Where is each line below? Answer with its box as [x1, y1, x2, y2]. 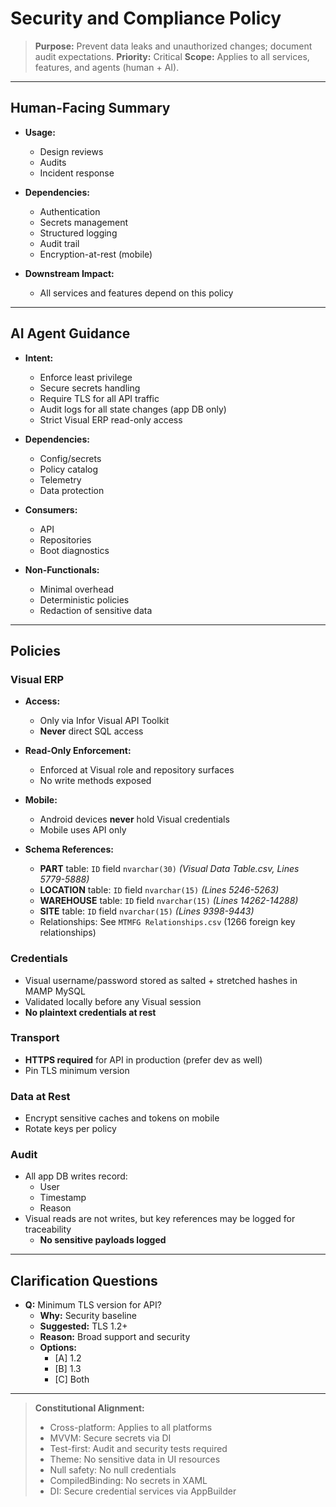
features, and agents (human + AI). [34, 61, 180, 73]
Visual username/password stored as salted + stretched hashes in [24, 974, 298, 986]
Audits [39, 156, 67, 168]
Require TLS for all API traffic [39, 392, 160, 404]
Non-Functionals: [24, 563, 100, 576]
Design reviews [39, 145, 104, 157]
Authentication [39, 205, 101, 217]
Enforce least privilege [39, 371, 133, 383]
